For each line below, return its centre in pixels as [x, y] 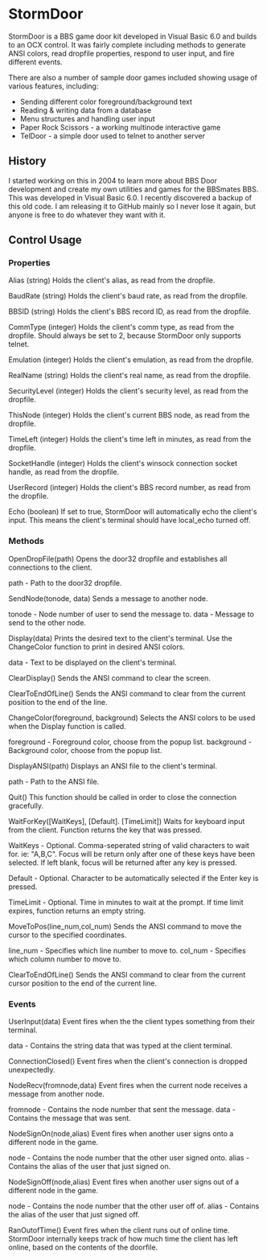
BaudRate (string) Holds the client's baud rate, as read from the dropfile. [128, 296]
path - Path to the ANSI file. [54, 781]
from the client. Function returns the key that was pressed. [105, 830]
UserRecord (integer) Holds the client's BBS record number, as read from [129, 488]
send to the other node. [47, 622]
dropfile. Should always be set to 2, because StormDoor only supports [125, 336]
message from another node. [56, 1094]
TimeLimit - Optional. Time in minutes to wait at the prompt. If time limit [126, 902]
